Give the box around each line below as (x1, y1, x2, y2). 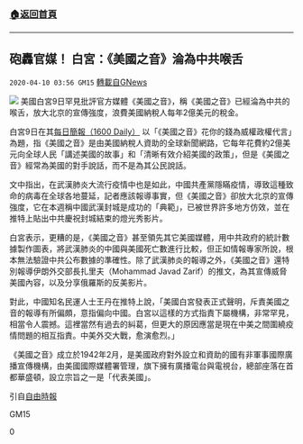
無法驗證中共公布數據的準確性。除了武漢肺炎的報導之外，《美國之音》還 (16, 255, 282, 266)
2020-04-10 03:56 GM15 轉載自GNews (9, 77, 148, 87)
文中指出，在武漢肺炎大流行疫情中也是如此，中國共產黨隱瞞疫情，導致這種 (9, 179, 286, 190)
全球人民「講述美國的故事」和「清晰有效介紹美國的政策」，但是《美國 (24, 149, 282, 159)
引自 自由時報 (9, 391, 57, 402)
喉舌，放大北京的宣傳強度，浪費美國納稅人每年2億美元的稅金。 (9, 107, 243, 118)
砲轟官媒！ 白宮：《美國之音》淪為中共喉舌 (9, 51, 243, 67)
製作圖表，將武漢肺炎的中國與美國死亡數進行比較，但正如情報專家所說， (16, 243, 286, 254)
